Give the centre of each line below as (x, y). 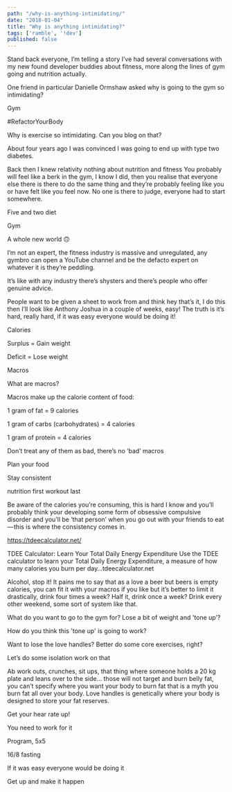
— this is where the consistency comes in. (67, 527)
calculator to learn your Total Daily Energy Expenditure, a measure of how (113, 561)
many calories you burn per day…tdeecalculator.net (81, 568)
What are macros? (33, 384)
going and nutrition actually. (47, 74)
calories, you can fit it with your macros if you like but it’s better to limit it (110, 589)
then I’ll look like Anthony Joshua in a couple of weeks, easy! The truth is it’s (116, 309)
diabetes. (20, 156)
